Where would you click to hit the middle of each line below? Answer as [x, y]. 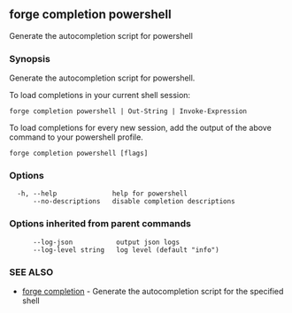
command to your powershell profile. [76, 137]
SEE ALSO [31, 271]
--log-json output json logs [106, 242]
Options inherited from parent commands [100, 224]
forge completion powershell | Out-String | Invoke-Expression [128, 111]
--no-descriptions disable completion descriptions [134, 202]
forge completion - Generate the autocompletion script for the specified [153, 291]
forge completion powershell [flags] [79, 154]
